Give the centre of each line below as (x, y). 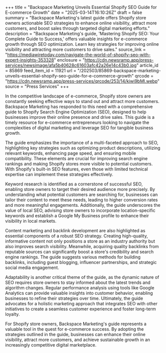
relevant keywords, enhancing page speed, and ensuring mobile (71, 153)
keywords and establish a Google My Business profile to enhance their (77, 216)
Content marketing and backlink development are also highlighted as (75, 230)
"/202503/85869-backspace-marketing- (119, 71)
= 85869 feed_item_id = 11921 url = (41, 71)
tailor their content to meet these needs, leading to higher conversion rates (82, 200)
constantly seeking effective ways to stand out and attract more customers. (82, 101)
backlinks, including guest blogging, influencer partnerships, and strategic (81, 262)
